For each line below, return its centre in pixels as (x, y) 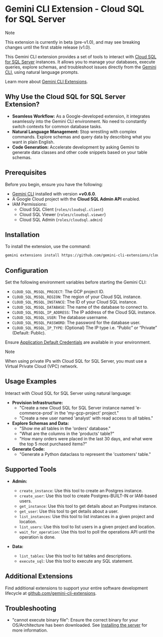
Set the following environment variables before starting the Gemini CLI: (76, 282)
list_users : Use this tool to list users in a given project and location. (87, 527)
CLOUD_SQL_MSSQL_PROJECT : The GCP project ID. (58, 292)
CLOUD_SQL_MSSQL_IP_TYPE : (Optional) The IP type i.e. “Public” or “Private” (84, 328)
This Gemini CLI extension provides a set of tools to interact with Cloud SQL (81, 56)
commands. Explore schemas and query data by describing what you (81, 136)
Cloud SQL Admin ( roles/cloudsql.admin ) (61, 219)
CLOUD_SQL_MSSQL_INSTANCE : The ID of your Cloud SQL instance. (75, 302)
